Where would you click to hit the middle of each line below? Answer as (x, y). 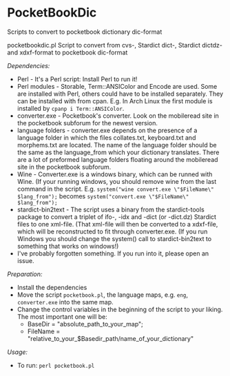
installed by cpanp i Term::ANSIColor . (71, 108)
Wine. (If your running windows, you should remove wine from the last (117, 181)
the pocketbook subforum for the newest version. (87, 123)
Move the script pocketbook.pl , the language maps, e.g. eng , (102, 295)
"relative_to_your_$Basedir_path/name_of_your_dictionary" (111, 338)
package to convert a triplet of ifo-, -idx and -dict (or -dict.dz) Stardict (117, 217)
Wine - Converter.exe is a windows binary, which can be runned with (115, 174)
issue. (25, 260)
